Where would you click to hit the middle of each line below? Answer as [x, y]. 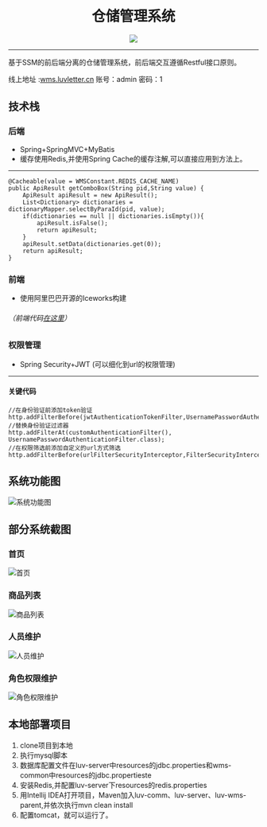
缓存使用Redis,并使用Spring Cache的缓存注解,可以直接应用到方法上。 [133, 158]
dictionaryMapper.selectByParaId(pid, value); [87, 209]
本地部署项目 [40, 725]
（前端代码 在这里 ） [40, 318]
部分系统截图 [40, 529]
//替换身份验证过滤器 [39, 425]
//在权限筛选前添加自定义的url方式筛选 [65, 448]
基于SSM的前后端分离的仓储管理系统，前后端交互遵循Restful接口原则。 [125, 62]
